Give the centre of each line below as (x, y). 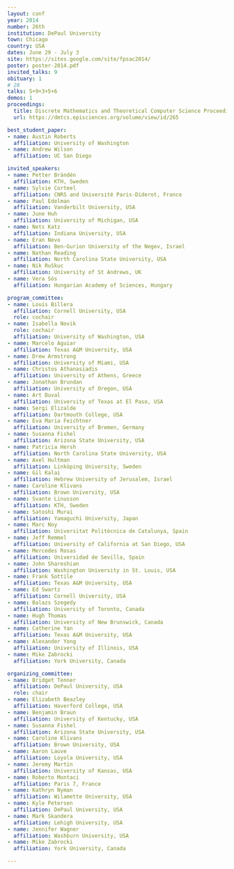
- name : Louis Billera (40, 304)
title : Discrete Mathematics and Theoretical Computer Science (107, 111)
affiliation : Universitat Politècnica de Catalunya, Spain (101, 531)
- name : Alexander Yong (42, 642)
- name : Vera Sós (32, 279)
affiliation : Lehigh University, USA (68, 823)
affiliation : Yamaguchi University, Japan (76, 518)
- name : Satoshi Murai (40, 512)
